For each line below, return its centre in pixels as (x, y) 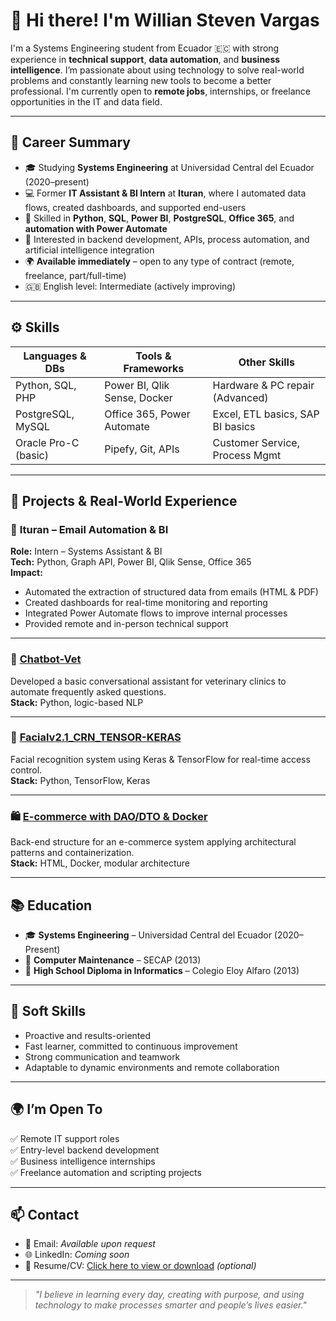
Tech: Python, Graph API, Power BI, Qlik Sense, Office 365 (131, 562)
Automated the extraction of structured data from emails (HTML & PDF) (171, 592)
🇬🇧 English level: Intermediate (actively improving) (130, 286)
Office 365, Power (147, 414)
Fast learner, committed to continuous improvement (131, 1046)
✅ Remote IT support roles (65, 1138)
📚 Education (51, 905)
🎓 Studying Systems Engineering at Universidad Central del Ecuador (169, 167)
